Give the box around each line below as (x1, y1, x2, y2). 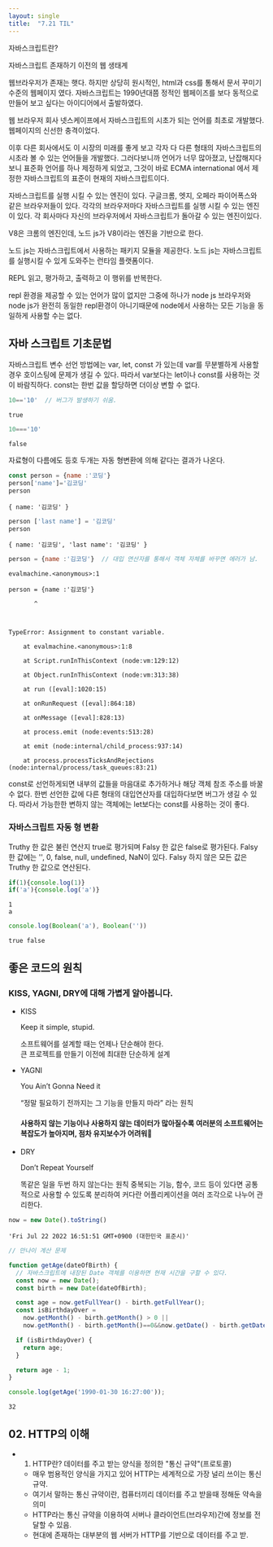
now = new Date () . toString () (8, 1216, 107, 1225)
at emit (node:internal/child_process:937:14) (23, 743, 184, 751)
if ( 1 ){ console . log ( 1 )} (8, 879, 85, 887)
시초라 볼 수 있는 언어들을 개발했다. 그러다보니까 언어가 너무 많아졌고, (8, 152, 227, 163)
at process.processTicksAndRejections (23, 756, 154, 765)
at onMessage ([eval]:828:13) (23, 714, 126, 722)
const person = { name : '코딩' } (8, 471, 111, 480)
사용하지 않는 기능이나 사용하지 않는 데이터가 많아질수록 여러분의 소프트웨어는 (19, 1118, 264, 1128)
